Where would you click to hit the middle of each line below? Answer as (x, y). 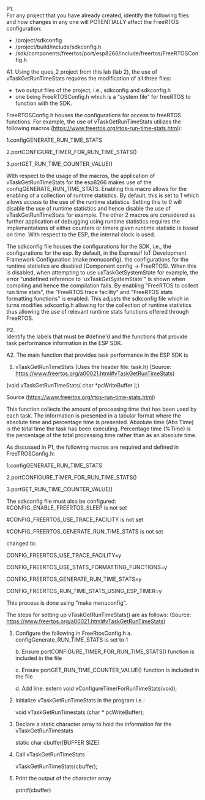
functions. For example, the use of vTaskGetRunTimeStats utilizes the (94, 122)
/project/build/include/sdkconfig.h (58, 47)
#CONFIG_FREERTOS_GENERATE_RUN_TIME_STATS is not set (85, 531)
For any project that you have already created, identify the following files (98, 15)
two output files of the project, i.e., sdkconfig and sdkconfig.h (93, 90)
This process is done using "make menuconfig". (67, 603)
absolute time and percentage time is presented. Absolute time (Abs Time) (100, 422)
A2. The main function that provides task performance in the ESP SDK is (97, 355)
